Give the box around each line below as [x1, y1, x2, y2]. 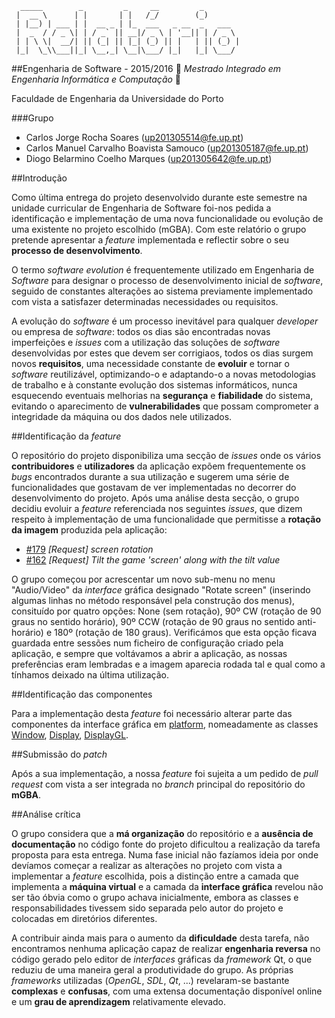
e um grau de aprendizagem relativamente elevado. [11, 996, 227, 1007]
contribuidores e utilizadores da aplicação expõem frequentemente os [11, 460, 306, 472]
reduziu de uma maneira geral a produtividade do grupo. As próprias [11, 964, 294, 976]
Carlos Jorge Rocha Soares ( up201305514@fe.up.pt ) [25, 132, 244, 143]
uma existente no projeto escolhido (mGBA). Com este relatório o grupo [11, 223, 307, 235]
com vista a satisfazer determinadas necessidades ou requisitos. [11, 296, 279, 307]
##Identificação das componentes [11, 688, 153, 700]
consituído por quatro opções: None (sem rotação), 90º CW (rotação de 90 [11, 605, 322, 617]
